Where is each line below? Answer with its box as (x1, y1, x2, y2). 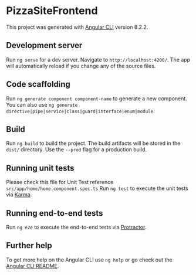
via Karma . (6, 191, 32, 198)
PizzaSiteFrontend (6, 4, 98, 18)
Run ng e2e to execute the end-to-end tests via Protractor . (6, 224, 147, 230)
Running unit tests (6, 163, 75, 173)
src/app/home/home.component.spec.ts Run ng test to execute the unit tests (6, 185, 189, 192)
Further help (6, 240, 53, 250)
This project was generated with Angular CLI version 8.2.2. (6, 23, 148, 30)
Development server (6, 40, 83, 50)
